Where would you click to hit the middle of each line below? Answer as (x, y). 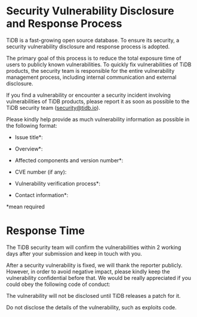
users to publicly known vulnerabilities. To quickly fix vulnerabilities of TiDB (99, 64)
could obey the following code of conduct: (58, 284)
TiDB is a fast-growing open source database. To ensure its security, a (93, 40)
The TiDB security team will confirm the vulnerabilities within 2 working (94, 247)
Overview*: (29, 149)
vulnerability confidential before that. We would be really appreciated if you (99, 278)
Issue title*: (29, 137)
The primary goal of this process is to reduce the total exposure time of (94, 58)
